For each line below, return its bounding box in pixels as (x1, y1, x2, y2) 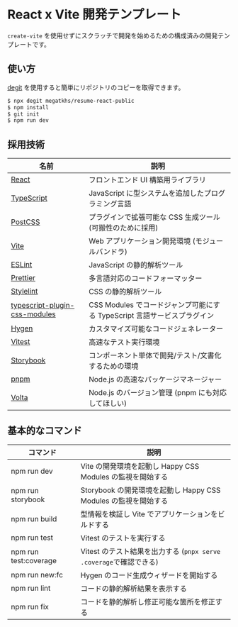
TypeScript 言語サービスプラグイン (98, 311, 215, 321)
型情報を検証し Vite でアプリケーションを (80, 509, 218, 518)
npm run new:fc (11, 570, 64, 579)
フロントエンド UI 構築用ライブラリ (88, 175, 207, 185)
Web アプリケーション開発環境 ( (88, 236, 196, 246)
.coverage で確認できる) (80, 557, 159, 567)
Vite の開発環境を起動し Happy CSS (80, 461, 200, 471)
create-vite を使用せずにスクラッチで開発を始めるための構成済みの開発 (7, 31, 218, 40)
